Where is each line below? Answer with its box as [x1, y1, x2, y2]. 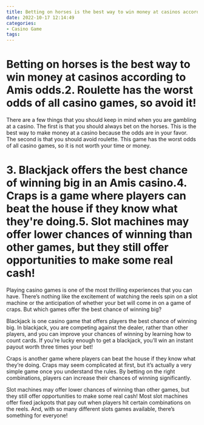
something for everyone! [6, 412, 68, 419]
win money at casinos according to [6, 70, 186, 84]
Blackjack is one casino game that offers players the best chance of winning [6, 318, 197, 324]
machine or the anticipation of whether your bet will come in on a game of [6, 300, 191, 306]
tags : [6, 32, 20, 38]
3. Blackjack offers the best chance [6, 163, 188, 177]
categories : [6, 20, 36, 26]
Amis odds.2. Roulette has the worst [6, 83, 193, 97]
